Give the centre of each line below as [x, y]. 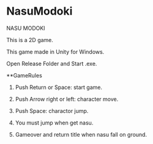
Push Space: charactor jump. [52, 110]
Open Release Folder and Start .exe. [52, 63]
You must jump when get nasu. [54, 123]
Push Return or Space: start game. [59, 87]
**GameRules [24, 75]
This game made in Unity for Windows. [55, 52]
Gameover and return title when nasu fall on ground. [81, 134]
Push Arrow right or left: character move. [67, 99]
